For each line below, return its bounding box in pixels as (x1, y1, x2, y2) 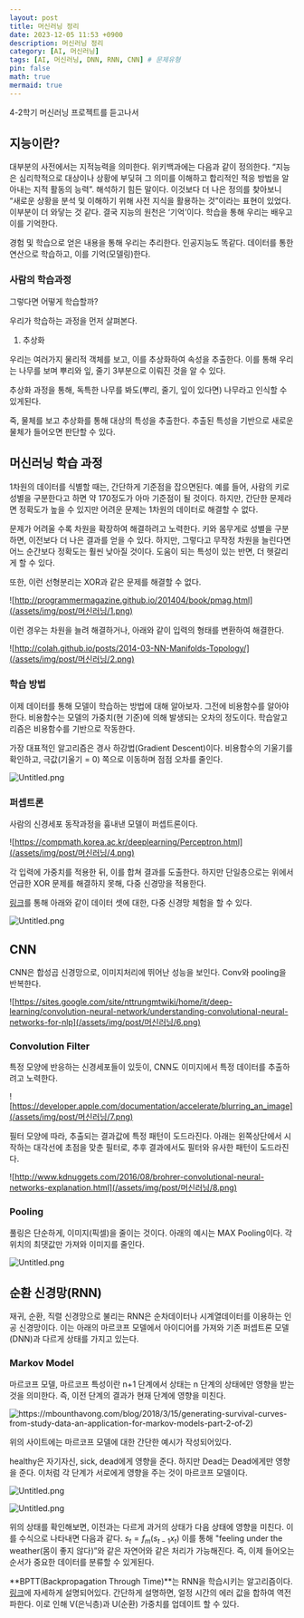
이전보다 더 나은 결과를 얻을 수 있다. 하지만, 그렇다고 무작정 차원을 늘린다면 (28, 534, 291, 545)
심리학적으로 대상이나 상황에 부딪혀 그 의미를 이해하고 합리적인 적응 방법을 (18, 173, 280, 184)
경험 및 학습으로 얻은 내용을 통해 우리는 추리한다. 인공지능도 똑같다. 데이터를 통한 (9, 237, 294, 248)
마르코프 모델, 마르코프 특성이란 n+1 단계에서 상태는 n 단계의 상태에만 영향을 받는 (9, 1379, 295, 1390)
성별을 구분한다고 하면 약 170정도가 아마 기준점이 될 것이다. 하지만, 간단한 (9, 492, 269, 503)
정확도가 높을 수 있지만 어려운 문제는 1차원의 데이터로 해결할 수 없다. (18, 504, 259, 515)
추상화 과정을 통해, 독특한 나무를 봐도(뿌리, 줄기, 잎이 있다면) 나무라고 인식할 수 (9, 384, 288, 395)
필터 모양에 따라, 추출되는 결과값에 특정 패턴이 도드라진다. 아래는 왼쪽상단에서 (9, 1130, 282, 1142)
